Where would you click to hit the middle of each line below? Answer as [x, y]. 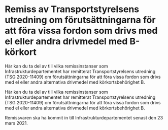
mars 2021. [16, 123]
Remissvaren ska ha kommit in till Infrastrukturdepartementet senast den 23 [84, 117]
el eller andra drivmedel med [66, 42]
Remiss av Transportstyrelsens [72, 9]
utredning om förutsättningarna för [80, 20]
